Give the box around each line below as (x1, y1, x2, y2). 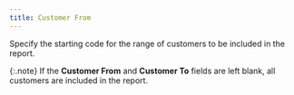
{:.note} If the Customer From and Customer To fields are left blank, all (9, 65, 276, 76)
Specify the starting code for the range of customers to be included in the (9, 38, 286, 49)
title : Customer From (9, 13, 92, 23)
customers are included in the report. (9, 74, 148, 86)
